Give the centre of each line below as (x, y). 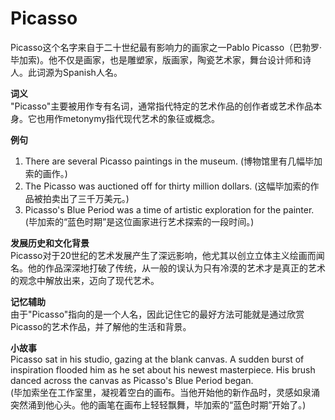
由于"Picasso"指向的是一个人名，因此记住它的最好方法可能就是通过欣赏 (157, 314)
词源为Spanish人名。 (79, 72)
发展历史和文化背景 (50, 243)
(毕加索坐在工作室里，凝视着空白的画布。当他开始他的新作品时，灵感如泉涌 (165, 392)
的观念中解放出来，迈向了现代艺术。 (85, 280)
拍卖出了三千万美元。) (86, 198)
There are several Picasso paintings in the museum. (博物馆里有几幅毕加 (173, 161)
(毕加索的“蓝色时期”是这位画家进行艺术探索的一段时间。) (139, 221)
